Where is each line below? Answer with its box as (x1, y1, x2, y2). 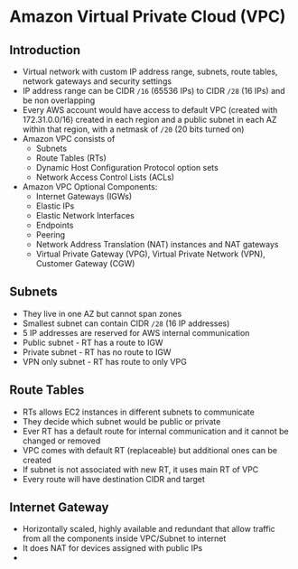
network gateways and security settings (22, 76, 172, 87)
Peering (35, 229, 66, 240)
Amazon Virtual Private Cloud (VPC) (9, 6, 286, 27)
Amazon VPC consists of (22, 134, 116, 144)
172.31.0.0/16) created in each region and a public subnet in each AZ (22, 115, 277, 125)
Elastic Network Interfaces (35, 210, 135, 220)
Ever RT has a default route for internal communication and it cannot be (22, 425, 289, 436)
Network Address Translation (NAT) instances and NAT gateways (35, 239, 279, 249)
